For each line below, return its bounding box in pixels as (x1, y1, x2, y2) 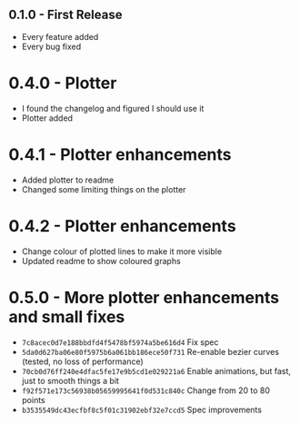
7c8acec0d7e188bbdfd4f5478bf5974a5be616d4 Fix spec (21, 336, 219, 348)
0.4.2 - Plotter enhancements (8, 215, 237, 236)
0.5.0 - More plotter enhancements (8, 287, 279, 308)
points (21, 394, 46, 405)
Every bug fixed (21, 41, 82, 52)
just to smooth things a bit (21, 375, 120, 386)
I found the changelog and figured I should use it (21, 103, 205, 113)
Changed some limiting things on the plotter (21, 183, 186, 194)
